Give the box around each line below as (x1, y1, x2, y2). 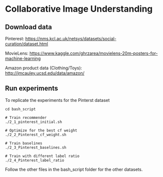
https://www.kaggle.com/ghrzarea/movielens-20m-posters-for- (29, 50, 158, 56)
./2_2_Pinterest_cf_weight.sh (5, 132, 67, 137)
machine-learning (5, 56, 41, 61)
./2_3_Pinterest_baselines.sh (5, 145, 67, 150)
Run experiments (5, 84, 59, 93)
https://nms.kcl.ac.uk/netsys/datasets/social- (25, 36, 117, 41)
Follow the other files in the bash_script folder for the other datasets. (5, 166, 143, 172)
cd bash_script (5, 106, 36, 112)
